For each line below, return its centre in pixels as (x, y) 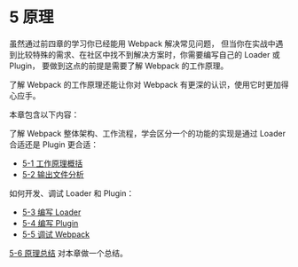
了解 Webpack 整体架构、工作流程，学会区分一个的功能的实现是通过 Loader (148, 133)
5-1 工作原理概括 (52, 163)
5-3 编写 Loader (51, 212)
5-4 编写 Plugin (50, 223)
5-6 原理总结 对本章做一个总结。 (69, 253)
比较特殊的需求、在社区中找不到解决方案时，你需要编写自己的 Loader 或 (149, 54)
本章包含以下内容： (44, 114)
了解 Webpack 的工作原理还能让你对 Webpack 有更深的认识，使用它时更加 (145, 84)
